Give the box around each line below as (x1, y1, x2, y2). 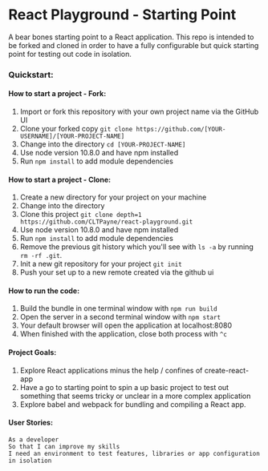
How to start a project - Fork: (8, 89, 107, 99)
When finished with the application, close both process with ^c (19, 329, 227, 339)
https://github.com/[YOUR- (136, 126, 226, 134)
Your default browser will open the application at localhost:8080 (19, 320, 233, 330)
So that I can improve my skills (8, 442, 120, 450)
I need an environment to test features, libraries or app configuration (8, 449, 261, 457)
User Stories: (8, 418, 54, 428)
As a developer (8, 435, 59, 444)
